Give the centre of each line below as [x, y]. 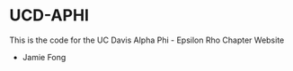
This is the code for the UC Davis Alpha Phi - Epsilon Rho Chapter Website [147, 40]
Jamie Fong [44, 57]
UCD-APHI [49, 16]
